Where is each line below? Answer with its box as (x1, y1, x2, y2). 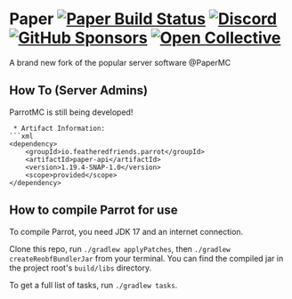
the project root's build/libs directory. (9, 263, 152, 273)
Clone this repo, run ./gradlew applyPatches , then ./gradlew (9, 243, 231, 254)
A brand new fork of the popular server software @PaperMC (9, 57, 231, 68)
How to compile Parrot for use (9, 203, 178, 218)
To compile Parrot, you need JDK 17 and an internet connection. (9, 226, 244, 237)
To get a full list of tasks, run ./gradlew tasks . (9, 279, 178, 290)
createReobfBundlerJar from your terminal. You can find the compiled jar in (9, 253, 284, 263)
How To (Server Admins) (9, 83, 149, 98)
